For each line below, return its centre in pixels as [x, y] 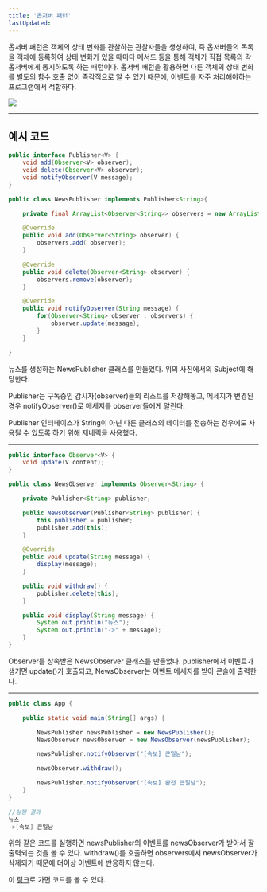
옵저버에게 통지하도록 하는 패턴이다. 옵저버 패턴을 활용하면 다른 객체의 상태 [124, 67]
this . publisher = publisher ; [85, 520]
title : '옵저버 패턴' [40, 16]
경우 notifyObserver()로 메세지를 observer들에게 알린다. [97, 405]
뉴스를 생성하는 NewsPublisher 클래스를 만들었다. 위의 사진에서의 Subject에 [127, 369]
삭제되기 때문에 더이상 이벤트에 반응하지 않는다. [81, 863]
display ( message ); [67, 565]
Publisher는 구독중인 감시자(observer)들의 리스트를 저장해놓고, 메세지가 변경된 [131, 396]
